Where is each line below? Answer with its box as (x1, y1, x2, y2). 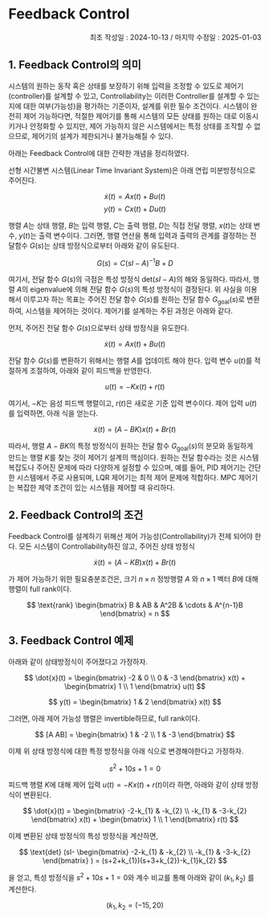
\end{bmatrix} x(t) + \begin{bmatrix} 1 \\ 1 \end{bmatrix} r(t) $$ (31, 814, 239, 824)
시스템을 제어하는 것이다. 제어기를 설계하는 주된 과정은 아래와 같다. (25, 306, 233, 316)
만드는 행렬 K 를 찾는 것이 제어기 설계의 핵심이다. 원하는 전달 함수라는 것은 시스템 (8, 453, 259, 462)
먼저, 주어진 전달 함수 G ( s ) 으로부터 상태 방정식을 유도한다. (8, 323, 190, 333)
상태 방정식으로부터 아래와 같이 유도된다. (51, 240, 179, 250)
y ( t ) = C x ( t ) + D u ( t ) (104, 204, 166, 214)
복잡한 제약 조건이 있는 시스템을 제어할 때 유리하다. (16, 483, 175, 492)
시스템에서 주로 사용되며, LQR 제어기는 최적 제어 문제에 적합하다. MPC (16, 473, 237, 482)
